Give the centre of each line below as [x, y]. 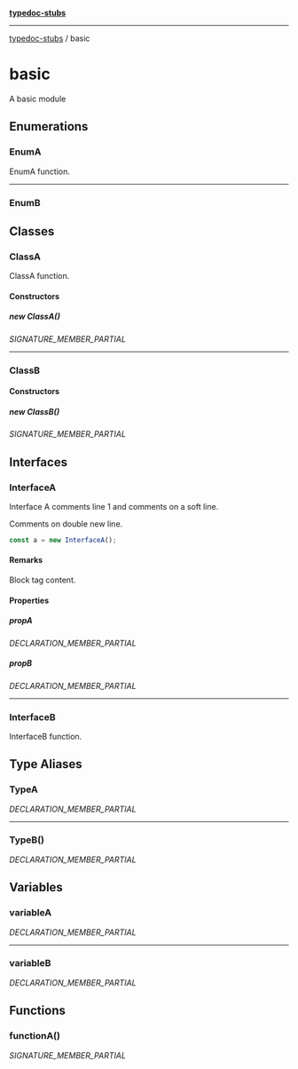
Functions [38, 1011]
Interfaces [39, 462]
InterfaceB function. [46, 736]
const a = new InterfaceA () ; [63, 540]
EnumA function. [40, 171]
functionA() [35, 1036]
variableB [30, 963]
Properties [29, 600]
